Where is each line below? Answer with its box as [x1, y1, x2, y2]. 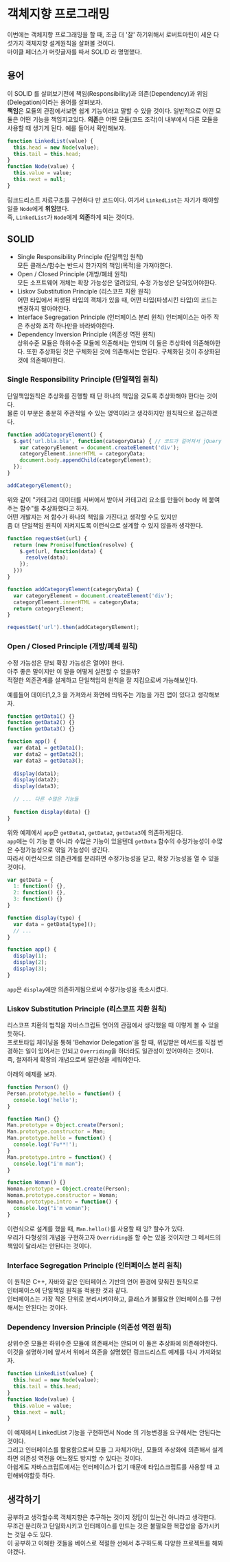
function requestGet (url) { [7, 535, 88, 542]
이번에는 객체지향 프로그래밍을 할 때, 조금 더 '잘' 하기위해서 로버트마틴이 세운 [7, 30, 212, 39]
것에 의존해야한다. [16, 356, 65, 364]
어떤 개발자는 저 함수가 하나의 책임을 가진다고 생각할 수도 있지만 [7, 513, 178, 521]
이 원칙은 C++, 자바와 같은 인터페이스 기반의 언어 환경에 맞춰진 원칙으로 [7, 1277, 199, 1286]
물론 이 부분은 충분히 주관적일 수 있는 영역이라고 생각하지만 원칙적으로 [7, 409, 194, 417]
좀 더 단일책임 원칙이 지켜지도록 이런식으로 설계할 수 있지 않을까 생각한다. [7, 521, 203, 529]
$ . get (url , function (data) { [19, 548, 103, 555]
